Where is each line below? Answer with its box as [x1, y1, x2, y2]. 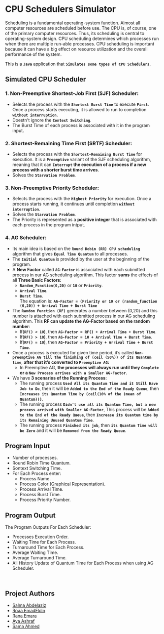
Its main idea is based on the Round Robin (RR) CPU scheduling [12, 246, 140, 252]
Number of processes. [12, 455, 58, 461]
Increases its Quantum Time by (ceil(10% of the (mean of [19, 391, 141, 396]
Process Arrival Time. [19, 486, 64, 492]
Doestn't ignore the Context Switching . [12, 117, 92, 123]
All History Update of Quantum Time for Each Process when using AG [12, 560, 154, 566]
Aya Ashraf [12, 618, 35, 624]
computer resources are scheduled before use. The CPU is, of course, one [5, 25, 157, 31]
